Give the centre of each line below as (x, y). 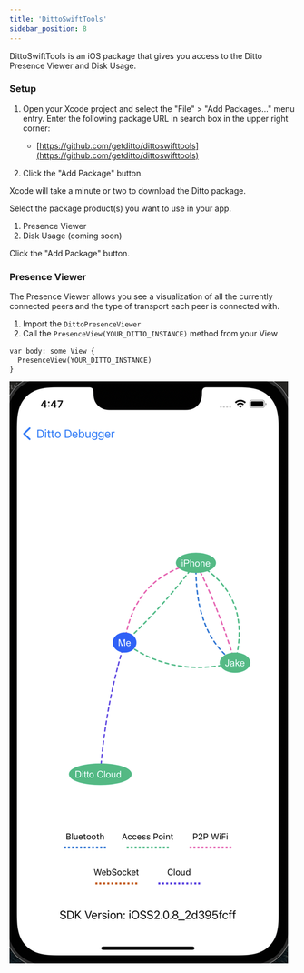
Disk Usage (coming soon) (72, 236)
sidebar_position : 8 (49, 29)
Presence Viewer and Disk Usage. (73, 65)
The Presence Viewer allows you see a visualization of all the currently (142, 296)
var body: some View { (52, 351)
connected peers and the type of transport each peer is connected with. (144, 306)
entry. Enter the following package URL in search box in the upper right (155, 118)
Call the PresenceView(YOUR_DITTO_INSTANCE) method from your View (150, 334)
